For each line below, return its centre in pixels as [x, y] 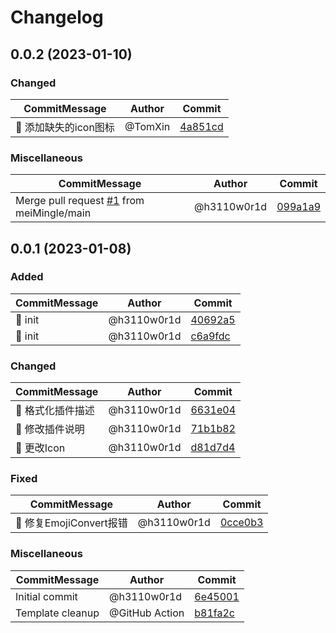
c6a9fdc [210, 336]
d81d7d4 [213, 448]
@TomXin [147, 126]
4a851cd [201, 126]
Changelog [57, 17]
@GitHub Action [146, 613]
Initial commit [46, 596]
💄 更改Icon [40, 448]
